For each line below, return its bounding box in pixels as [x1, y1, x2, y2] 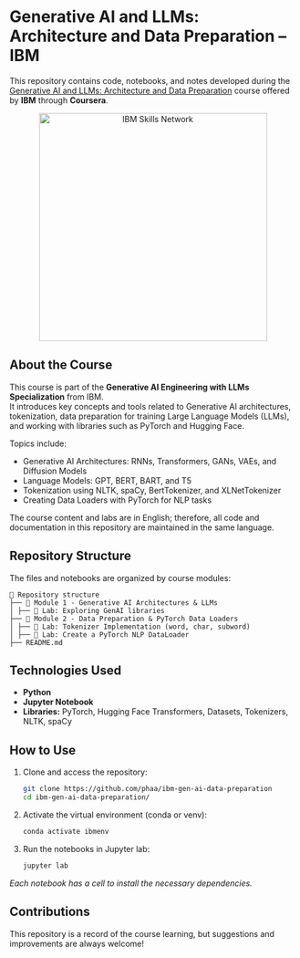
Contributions [9, 904, 90, 920]
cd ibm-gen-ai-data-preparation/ [22, 793, 150, 802]
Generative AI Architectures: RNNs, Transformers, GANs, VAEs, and [22, 455, 277, 466]
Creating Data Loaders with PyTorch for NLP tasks [22, 495, 212, 505]
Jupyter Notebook [22, 696, 94, 708]
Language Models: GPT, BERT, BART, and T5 [22, 474, 192, 485]
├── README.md [9, 638, 64, 647]
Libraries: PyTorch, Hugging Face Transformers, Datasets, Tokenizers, [22, 706, 289, 717]
